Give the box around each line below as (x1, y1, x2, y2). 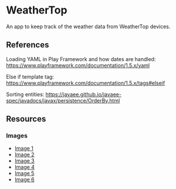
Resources (6, 114, 46, 124)
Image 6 (14, 176, 35, 183)
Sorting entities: (6, 90, 45, 97)
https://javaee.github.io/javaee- (45, 90, 122, 97)
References (6, 40, 49, 50)
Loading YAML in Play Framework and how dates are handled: (6, 55, 156, 62)
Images (6, 131, 28, 140)
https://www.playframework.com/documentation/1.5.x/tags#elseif (6, 79, 165, 86)
